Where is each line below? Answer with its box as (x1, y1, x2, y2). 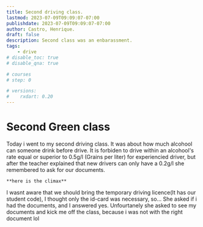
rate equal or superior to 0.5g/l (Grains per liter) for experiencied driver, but (6, 153, 196, 160)
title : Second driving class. (6, 9, 84, 15)
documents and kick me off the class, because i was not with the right (6, 208, 183, 215)
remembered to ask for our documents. (6, 166, 106, 173)
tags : (6, 43, 20, 50)
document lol (6, 215, 40, 222)
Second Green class (6, 120, 111, 134)
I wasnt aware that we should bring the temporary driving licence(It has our (6, 188, 196, 196)
